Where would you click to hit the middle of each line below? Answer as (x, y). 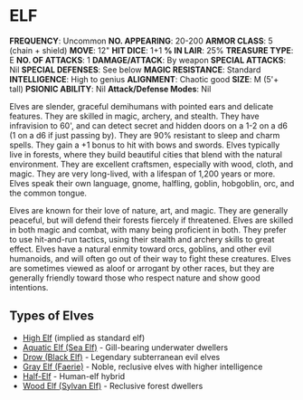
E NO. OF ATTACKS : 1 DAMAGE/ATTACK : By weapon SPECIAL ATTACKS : (148, 60)
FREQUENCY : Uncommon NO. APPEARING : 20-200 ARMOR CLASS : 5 (141, 41)
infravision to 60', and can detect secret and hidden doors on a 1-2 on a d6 (148, 125)
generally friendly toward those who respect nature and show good (135, 278)
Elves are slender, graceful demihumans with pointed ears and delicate (142, 106)
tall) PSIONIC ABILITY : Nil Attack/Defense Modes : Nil (110, 89)
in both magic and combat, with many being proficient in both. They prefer (148, 229)
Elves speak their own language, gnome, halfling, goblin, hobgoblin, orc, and (152, 183)
